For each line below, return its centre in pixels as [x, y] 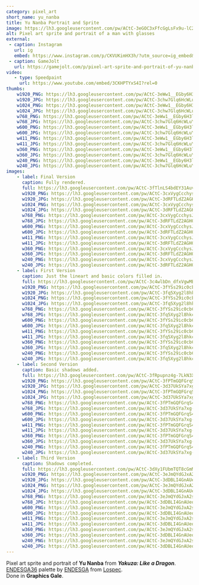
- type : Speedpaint [38, 78]
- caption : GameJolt [34, 61]
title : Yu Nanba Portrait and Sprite [53, 23]
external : [18, 39]
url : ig [23, 50]
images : [16, 172]
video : [14, 72]
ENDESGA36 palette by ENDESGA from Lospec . [65, 569]
